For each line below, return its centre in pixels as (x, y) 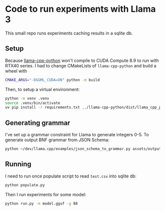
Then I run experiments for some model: (46, 194)
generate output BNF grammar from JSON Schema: (57, 140)
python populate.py (25, 185)
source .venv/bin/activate (33, 103)
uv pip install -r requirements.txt (42, 107)
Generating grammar (38, 123)
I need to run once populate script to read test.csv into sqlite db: (71, 176)
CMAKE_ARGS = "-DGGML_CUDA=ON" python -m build (52, 80)
